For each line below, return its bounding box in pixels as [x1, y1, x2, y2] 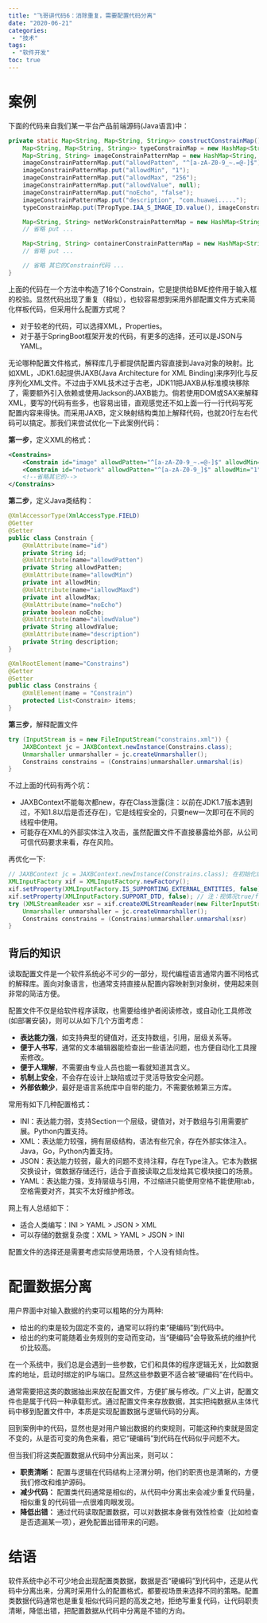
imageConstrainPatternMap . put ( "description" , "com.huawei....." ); [22, 196, 247, 204]
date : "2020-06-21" [8, 19, 73, 27]
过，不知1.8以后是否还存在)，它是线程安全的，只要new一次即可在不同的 [19, 807, 254, 817]
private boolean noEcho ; [22, 608, 105, 617]
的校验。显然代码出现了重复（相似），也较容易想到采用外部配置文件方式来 [8, 294, 249, 304]
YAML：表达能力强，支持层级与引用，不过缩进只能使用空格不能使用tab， [19, 1176, 259, 1186]
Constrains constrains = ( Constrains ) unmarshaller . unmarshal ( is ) [22, 758, 244, 766]
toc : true [8, 57, 41, 65]
